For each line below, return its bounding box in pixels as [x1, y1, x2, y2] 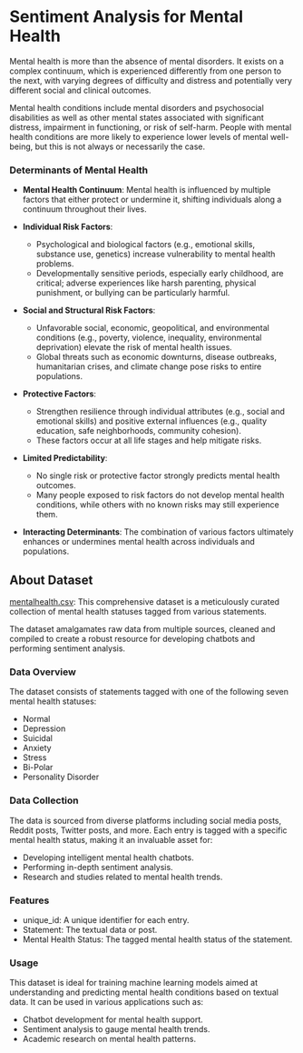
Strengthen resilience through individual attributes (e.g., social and [35, 406, 286, 417]
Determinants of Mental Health [9, 164, 149, 176]
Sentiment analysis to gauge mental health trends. [22, 1024, 210, 1035]
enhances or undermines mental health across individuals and [22, 537, 256, 547]
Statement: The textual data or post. [22, 924, 158, 935]
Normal [22, 714, 51, 725]
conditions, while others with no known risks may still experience [35, 499, 279, 510]
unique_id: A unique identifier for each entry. [22, 914, 190, 925]
